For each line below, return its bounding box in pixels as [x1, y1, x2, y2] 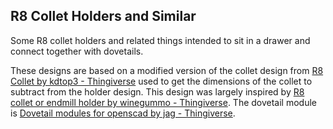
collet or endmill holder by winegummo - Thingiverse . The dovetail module [10, 96, 318, 108]
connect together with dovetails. [10, 45, 144, 57]
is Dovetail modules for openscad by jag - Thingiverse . [10, 107, 236, 119]
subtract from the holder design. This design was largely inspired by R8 [10, 85, 305, 98]
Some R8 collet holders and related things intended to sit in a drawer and [10, 34, 311, 46]
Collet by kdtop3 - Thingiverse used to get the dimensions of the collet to [10, 75, 313, 87]
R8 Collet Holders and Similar [10, 8, 197, 25]
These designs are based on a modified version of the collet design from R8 [10, 64, 324, 76]
